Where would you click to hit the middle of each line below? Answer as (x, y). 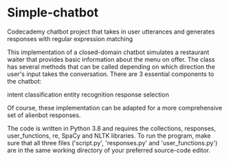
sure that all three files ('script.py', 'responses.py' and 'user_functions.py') (112, 143)
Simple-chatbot (53, 13)
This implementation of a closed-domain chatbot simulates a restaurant (108, 52)
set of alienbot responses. (44, 115)
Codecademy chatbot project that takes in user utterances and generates (111, 32)
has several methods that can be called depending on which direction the (111, 66)
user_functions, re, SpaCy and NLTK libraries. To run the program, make (109, 136)
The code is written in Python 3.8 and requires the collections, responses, (112, 128)
